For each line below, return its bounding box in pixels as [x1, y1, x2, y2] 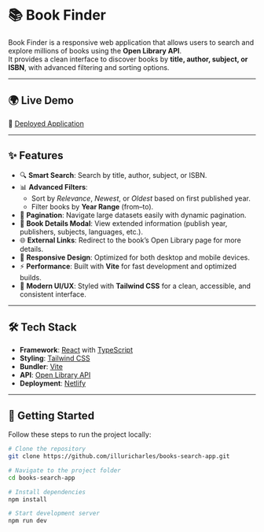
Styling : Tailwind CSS [19, 353, 90, 363]
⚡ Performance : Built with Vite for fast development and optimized [19, 261, 237, 271]
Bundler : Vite [19, 362, 63, 371]
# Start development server [8, 509, 101, 518]
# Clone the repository [8, 445, 86, 453]
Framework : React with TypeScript [19, 345, 134, 355]
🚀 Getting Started [8, 408, 95, 422]
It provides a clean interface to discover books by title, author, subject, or [8, 54, 248, 64]
